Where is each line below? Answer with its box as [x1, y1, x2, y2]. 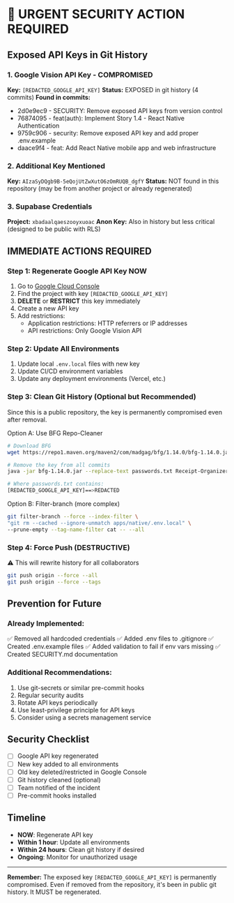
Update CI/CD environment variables [17, 367, 123, 375]
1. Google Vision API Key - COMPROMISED [7, 70, 153, 80]
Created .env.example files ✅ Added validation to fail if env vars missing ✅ [7, 642, 221, 651]
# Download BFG [7, 442, 52, 449]
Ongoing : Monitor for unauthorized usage [17, 853, 138, 861]
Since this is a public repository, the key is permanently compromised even [7, 408, 223, 416]
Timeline [7, 812, 47, 824]
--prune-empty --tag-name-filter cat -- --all [7, 526, 145, 533]
